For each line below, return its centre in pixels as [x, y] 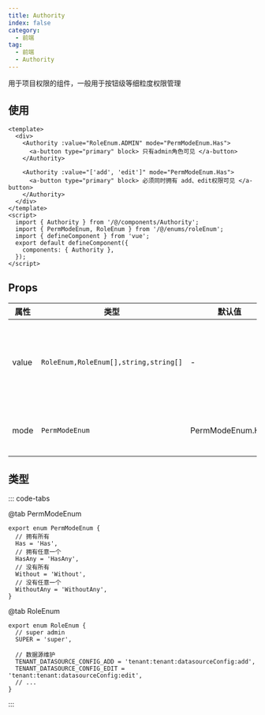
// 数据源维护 [35, 655]
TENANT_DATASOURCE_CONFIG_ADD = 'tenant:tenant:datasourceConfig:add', [136, 662]
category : [24, 30]
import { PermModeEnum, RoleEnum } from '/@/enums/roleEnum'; [119, 229]
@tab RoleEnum [34, 611]
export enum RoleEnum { [47, 626]
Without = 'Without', [51, 574]
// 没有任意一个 [38, 583]
